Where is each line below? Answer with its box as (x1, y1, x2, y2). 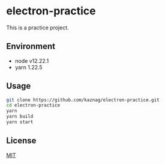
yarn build (6, 114, 34, 120)
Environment (6, 41, 56, 51)
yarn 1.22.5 (14, 63, 43, 71)
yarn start (6, 119, 34, 125)
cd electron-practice (6, 102, 61, 108)
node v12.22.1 (14, 57, 49, 64)
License (6, 136, 37, 146)
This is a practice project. (6, 24, 69, 31)
